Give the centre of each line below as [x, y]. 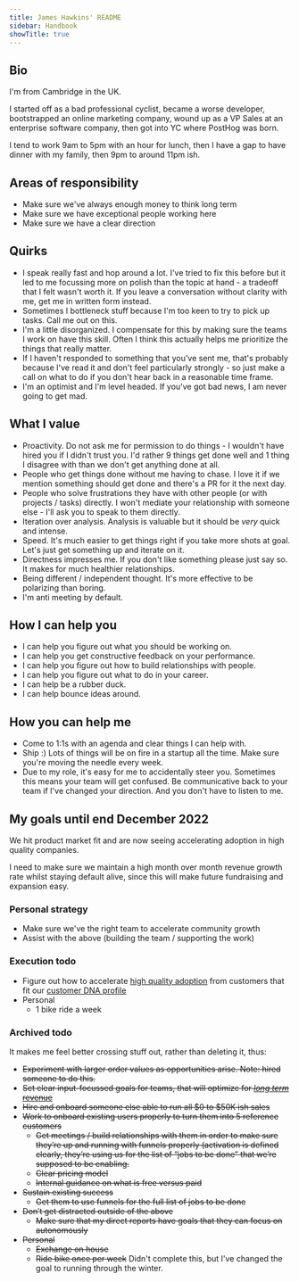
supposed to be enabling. [82, 1163]
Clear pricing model [72, 1173]
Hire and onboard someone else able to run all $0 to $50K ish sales [146, 1106]
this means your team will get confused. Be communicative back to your [155, 782]
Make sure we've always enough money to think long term [129, 204]
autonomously [62, 1230]
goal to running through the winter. [99, 1268]
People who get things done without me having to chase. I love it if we [151, 474]
